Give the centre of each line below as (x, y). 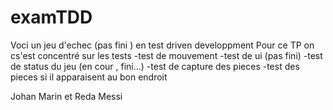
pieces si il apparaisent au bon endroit (89, 77)
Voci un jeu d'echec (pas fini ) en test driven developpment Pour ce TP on (162, 45)
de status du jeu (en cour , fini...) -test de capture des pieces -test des (155, 66)
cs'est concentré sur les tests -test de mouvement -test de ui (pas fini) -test (166, 55)
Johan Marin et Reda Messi (66, 96)
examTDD (51, 17)
